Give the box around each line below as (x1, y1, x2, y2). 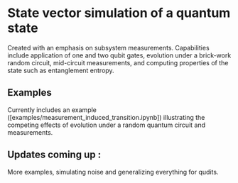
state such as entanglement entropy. (7, 66, 115, 74)
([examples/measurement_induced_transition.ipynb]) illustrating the (7, 113, 205, 121)
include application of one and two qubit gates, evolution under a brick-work (7, 51, 232, 60)
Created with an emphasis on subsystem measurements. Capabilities (7, 43, 210, 52)
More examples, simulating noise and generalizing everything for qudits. (7, 167, 219, 176)
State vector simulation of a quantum (7, 5, 231, 21)
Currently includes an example (7, 105, 97, 114)
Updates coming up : (7, 149, 102, 161)
